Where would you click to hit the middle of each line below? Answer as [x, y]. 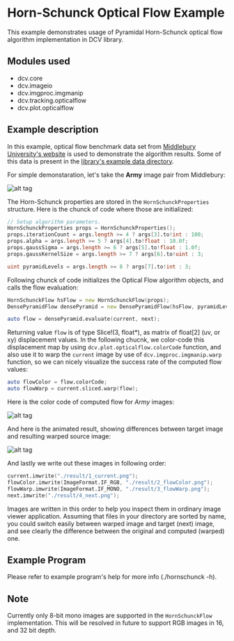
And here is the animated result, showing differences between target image [115, 429]
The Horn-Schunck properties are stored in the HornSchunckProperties [108, 201]
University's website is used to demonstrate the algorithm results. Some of [114, 154]
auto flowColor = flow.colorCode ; [57, 382]
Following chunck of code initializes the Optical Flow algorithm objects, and [116, 280]
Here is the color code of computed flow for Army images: [91, 402]
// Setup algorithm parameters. [54, 222]
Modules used [39, 62]
